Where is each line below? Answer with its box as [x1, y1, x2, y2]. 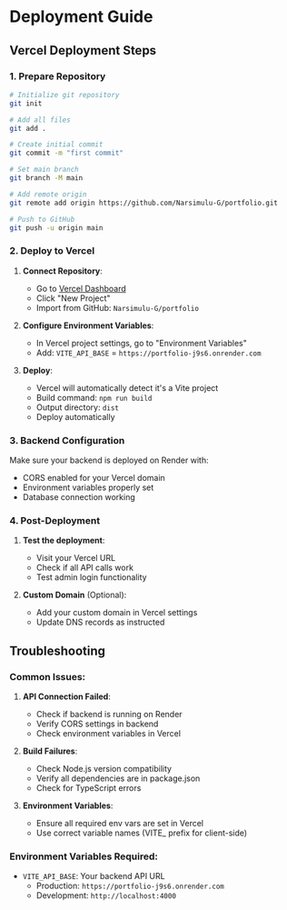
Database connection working [22, 491, 136, 502]
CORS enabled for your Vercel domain [22, 472, 165, 483]
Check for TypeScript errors [35, 782, 142, 793]
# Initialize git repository [9, 90, 120, 99]
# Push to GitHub [9, 215, 75, 224]
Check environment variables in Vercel [35, 727, 182, 738]
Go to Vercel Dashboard [35, 283, 127, 294]
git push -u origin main [9, 223, 104, 233]
